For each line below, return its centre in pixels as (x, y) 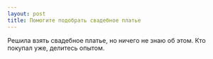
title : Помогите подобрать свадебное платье (74, 20)
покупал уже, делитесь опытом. (56, 48)
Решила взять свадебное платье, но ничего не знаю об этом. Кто (106, 40)
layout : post (27, 14)
